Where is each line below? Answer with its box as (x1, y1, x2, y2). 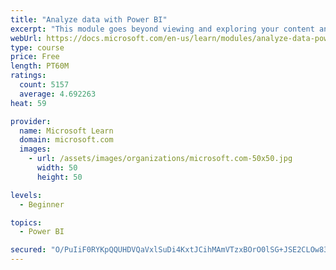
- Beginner (19, 199, 65, 210)
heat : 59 (10, 98, 47, 108)
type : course (10, 42, 65, 53)
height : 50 (36, 172, 83, 182)
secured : (10, 245, 47, 255)
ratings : (10, 71, 47, 81)
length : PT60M (10, 61, 70, 71)
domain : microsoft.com (19, 135, 114, 145)
